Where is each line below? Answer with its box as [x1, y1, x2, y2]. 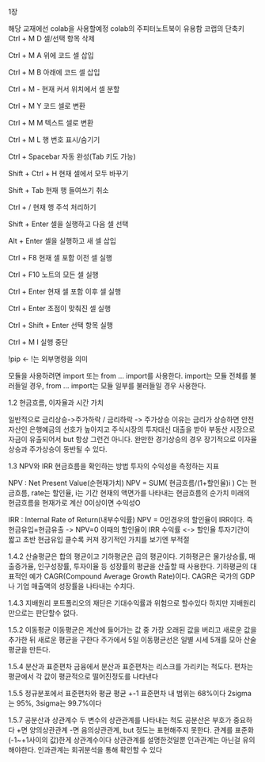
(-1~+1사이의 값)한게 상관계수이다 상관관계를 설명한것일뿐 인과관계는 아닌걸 [8, 735, 241, 745]
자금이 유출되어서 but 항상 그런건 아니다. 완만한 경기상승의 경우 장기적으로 [8, 435, 237, 444]
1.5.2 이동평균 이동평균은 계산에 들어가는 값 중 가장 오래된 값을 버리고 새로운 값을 [8, 625, 257, 634]
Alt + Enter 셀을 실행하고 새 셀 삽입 [8, 237, 117, 245]
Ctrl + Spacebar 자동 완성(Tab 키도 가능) [8, 152, 136, 161]
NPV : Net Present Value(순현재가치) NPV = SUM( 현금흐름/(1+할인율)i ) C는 [8, 479, 249, 487]
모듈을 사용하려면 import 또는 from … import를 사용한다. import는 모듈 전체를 [8, 371, 248, 380]
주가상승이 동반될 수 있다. [28, 444, 108, 454]
